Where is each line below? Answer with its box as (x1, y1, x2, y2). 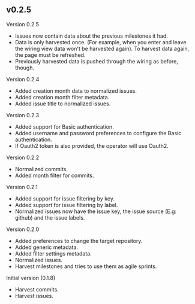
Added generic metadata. (14, 244, 79, 251)
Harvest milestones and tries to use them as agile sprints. (14, 263, 157, 270)
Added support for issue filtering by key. (14, 194, 115, 202)
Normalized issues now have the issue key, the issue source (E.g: (14, 208, 177, 215)
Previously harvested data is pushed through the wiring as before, (14, 57, 179, 65)
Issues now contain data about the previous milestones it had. (14, 32, 168, 39)
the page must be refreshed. (14, 51, 86, 59)
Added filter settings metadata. (14, 250, 92, 257)
